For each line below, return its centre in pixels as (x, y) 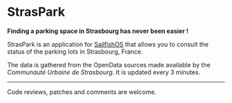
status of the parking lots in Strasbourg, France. (75, 51)
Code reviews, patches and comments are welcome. (82, 92)
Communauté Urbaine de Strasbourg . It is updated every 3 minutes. (104, 72)
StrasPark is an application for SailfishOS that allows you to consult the (108, 44)
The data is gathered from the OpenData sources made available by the (109, 65)
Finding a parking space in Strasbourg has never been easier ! (98, 31)
